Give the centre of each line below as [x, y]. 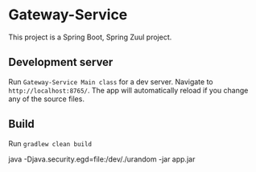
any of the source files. [46, 99]
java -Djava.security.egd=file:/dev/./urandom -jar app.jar [102, 159]
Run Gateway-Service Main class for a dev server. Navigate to [111, 81]
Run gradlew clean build [50, 143]
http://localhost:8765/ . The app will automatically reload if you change [128, 90]
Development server [61, 62]
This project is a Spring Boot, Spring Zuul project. [90, 37]
